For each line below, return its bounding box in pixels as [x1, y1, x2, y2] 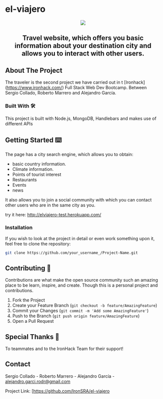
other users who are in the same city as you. [5, 202, 95, 208]
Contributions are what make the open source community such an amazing [5, 277, 158, 283]
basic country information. [12, 161, 67, 167]
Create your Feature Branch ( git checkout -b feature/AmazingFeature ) [12, 302, 158, 308]
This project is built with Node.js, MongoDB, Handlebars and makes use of [5, 115, 157, 122]
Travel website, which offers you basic [22, 34, 144, 43]
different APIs [5, 121, 33, 127]
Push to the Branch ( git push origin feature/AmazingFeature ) [12, 313, 140, 319]
